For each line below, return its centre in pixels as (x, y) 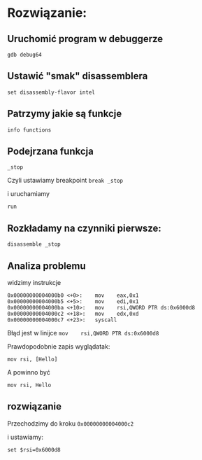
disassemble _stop (34, 244)
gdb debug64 (24, 55)
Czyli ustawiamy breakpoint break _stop (65, 181)
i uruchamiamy (29, 194)
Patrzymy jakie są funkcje (65, 114)
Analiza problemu (46, 266)
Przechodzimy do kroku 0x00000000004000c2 (71, 423)
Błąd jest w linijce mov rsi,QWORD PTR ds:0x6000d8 (83, 333)
